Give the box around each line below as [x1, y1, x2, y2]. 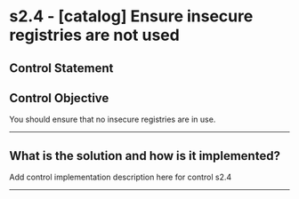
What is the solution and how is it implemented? [9, 148, 280, 163]
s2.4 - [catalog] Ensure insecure [9, 6, 254, 27]
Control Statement [9, 60, 114, 76]
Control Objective [9, 91, 109, 106]
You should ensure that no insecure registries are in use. [9, 114, 216, 125]
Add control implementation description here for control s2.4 [9, 171, 232, 183]
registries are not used [9, 25, 180, 45]
